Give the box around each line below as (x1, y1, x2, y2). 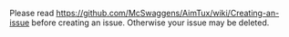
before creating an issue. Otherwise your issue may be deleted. (31, 17, 270, 28)
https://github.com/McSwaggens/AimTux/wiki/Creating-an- (56, 8, 280, 18)
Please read (9, 8, 55, 18)
